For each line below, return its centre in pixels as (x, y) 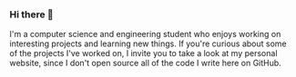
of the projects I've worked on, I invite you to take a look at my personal (143, 53)
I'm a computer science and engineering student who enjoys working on (145, 34)
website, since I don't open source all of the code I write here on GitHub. (146, 63)
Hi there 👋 (32, 14)
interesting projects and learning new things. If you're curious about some (148, 43)
